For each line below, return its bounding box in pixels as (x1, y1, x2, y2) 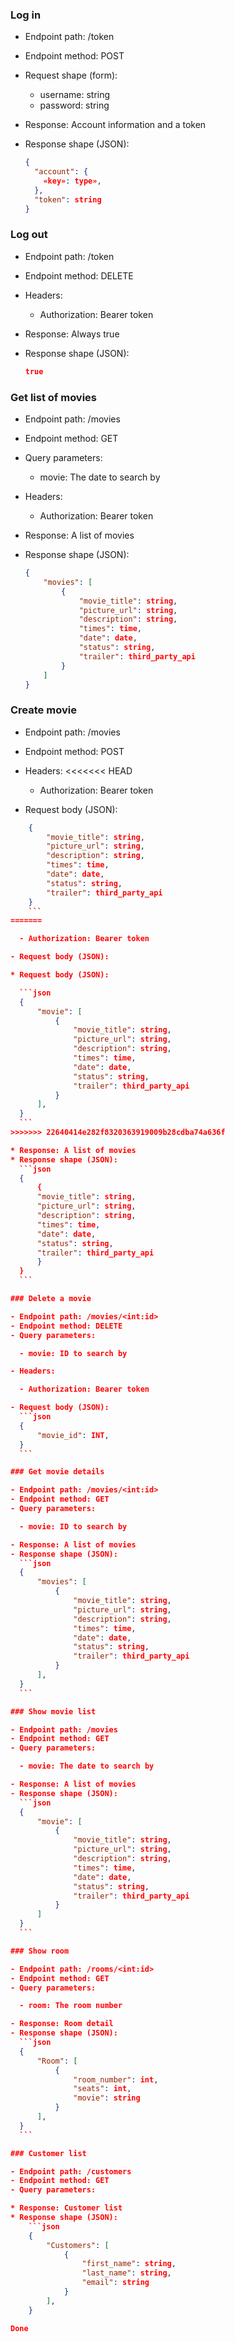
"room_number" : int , (73, 2074, 159, 2085)
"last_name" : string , (81, 2268, 172, 2278)
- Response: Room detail (10, 2019, 114, 2029)
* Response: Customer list (10, 2203, 123, 2213)
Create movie (10, 703, 77, 717)
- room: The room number (19, 2001, 123, 2011)
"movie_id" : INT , (36, 1430, 110, 1440)
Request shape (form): (24, 69, 118, 82)
